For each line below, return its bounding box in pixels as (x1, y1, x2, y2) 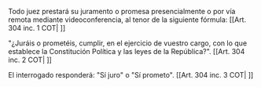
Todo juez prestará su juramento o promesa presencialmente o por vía (8, 7, 236, 16)
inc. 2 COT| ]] (8, 55, 53, 64)
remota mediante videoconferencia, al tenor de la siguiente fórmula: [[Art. (8, 15, 246, 24)
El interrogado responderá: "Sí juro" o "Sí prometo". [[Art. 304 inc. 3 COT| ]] (8, 71, 254, 79)
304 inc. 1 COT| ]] (8, 24, 66, 32)
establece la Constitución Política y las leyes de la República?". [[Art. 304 (8, 47, 245, 56)
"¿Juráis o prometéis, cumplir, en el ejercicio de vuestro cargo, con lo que (8, 38, 248, 48)
